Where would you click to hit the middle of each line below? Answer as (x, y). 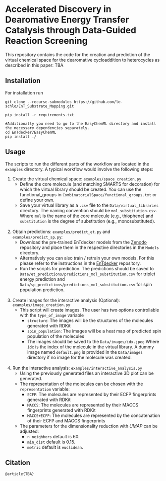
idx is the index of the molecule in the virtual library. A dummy (90, 347)
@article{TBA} (20, 474)
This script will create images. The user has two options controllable (89, 310)
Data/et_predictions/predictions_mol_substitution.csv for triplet (87, 274)
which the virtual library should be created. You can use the (81, 189)
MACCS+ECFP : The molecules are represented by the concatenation (93, 415)
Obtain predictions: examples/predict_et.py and (61, 232)
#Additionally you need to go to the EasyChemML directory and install (81, 123)
